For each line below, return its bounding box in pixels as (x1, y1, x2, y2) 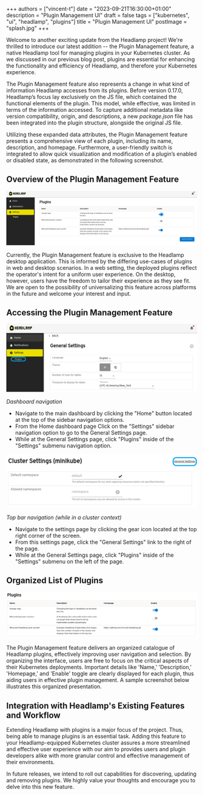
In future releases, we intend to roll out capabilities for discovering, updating (6, 770, 197, 777)
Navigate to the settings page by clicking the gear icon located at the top (15, 525, 197, 532)
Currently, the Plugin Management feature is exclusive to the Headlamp (6, 251, 185, 258)
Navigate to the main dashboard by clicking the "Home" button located (15, 410, 192, 417)
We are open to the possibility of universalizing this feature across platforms (6, 283, 197, 291)
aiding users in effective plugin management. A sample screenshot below (6, 676, 190, 684)
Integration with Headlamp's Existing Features (6, 700, 185, 711)
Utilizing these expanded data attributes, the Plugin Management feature (6, 131, 188, 138)
